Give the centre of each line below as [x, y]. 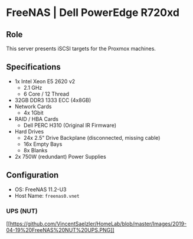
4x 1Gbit [33, 113]
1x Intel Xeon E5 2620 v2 [45, 81]
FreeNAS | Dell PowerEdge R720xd [93, 13]
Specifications [33, 67]
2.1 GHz [33, 87]
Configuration [32, 175]
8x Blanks [35, 150]
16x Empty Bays [43, 144]
